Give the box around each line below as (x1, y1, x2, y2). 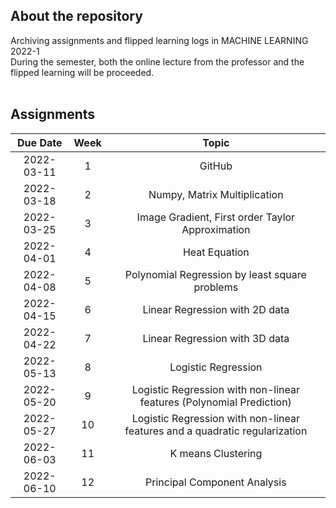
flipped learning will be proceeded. (10, 66, 155, 78)
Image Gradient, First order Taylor (136, 210, 296, 224)
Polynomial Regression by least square (124, 267, 307, 281)
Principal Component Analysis (145, 475, 287, 489)
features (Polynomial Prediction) (139, 395, 292, 409)
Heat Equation (182, 245, 250, 259)
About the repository (10, 8, 143, 25)
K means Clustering (169, 446, 263, 460)
